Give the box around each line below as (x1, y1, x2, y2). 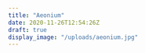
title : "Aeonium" (8, 11, 65, 19)
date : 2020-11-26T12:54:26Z (8, 19, 100, 26)
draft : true (8, 26, 47, 34)
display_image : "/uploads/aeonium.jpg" (8, 33, 139, 41)
